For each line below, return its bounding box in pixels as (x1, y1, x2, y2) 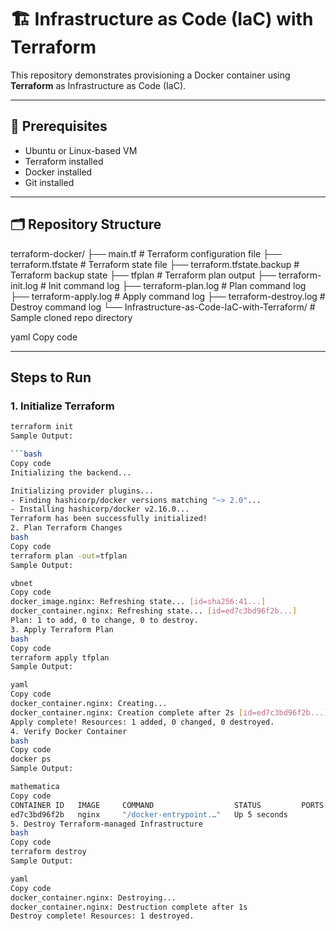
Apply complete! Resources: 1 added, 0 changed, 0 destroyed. (10, 717, 275, 727)
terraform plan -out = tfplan (10, 551, 128, 561)
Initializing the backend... (10, 467, 132, 478)
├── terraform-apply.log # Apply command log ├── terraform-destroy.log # (10, 290, 326, 302)
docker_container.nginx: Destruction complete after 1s (10, 902, 248, 912)
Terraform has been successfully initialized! (10, 514, 208, 524)
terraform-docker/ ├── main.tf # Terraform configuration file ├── (10, 247, 282, 260)
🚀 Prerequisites (10, 118, 108, 135)
